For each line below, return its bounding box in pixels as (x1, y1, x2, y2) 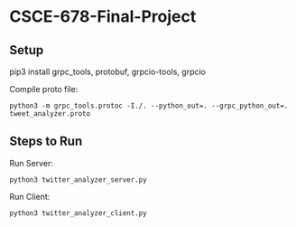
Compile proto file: (9, 84, 79, 94)
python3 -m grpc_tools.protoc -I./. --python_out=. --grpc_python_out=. (9, 101, 289, 110)
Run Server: (9, 157, 54, 168)
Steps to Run (9, 134, 83, 149)
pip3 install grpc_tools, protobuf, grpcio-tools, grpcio (9, 66, 206, 77)
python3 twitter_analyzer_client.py (9, 208, 147, 218)
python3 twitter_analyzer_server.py (9, 175, 147, 184)
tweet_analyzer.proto (9, 109, 91, 118)
